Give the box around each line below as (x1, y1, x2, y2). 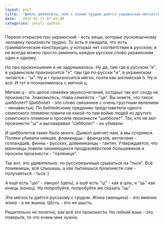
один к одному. (5, 55, 38, 61)
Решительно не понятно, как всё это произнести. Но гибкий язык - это (5, 209, 153, 215)
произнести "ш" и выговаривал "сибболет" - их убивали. (5, 121, 124, 126)
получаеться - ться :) (5, 170, 50, 176)
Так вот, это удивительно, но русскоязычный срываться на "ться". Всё (5, 160, 153, 166)
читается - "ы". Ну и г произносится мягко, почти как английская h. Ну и (5, 75, 157, 81)
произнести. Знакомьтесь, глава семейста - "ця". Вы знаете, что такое (5, 95, 153, 101)
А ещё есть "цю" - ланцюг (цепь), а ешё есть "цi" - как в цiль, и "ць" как (5, 180, 156, 186)
